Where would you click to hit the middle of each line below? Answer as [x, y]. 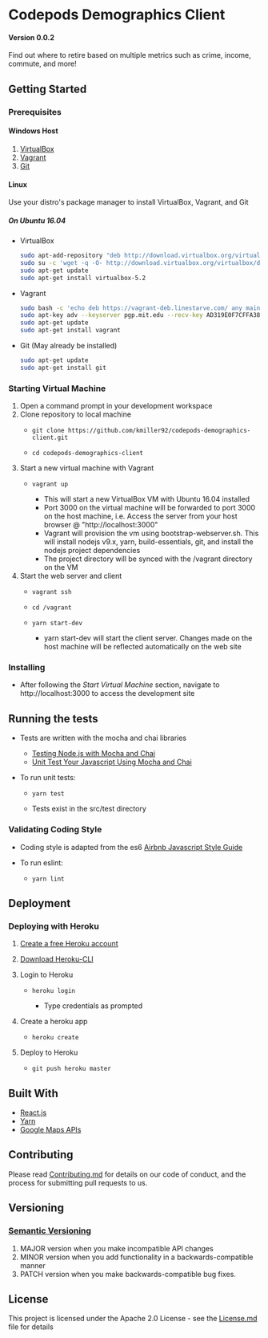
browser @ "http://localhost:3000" [101, 525]
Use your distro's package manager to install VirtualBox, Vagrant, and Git [129, 202]
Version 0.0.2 [31, 37]
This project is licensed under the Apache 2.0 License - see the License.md [133, 1319]
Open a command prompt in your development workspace [116, 406]
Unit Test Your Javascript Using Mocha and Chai [112, 762]
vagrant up [50, 484]
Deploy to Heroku [49, 1052]
